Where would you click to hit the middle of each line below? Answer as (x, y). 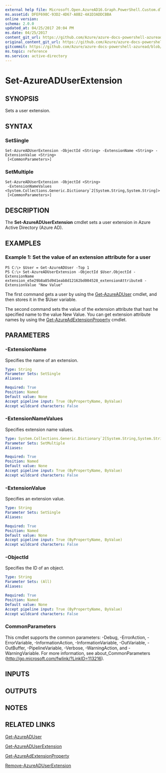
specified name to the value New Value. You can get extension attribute (78, 314)
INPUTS (17, 674)
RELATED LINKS (30, 725)
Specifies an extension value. (35, 499)
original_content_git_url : (33, 42)
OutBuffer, (16, 648)
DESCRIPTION (27, 210)
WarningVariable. (23, 653)
